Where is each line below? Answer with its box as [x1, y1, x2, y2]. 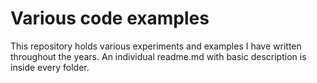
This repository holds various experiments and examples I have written [10, 40, 302, 52]
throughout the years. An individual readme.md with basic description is [10, 50, 307, 62]
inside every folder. [10, 61, 90, 73]
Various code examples [10, 7, 210, 30]
